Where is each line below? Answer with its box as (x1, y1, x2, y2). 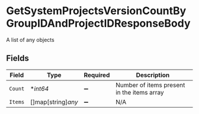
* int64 (30, 84, 49, 93)
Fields (6, 53, 30, 63)
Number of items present (115, 81, 185, 89)
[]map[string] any (30, 97, 78, 106)
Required (84, 71, 110, 79)
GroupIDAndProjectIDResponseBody (6, 17, 191, 30)
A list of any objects (6, 36, 54, 43)
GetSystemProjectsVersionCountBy (6, 4, 187, 18)
